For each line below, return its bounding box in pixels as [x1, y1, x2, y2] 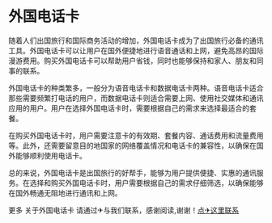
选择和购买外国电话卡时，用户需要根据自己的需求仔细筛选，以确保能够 [29, 178, 264, 187]
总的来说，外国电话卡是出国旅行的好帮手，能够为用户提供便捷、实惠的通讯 [8, 167, 257, 178]
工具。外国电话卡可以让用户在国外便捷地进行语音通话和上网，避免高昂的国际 [8, 45, 264, 55]
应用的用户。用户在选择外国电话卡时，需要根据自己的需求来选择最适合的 [8, 103, 249, 113]
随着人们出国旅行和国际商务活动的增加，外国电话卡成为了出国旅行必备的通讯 [8, 36, 264, 45]
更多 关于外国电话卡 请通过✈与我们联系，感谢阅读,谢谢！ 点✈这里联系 [8, 205, 240, 215]
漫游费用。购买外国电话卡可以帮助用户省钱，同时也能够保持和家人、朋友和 [8, 56, 257, 65]
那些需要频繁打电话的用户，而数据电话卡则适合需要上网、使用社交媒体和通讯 [8, 93, 264, 103]
